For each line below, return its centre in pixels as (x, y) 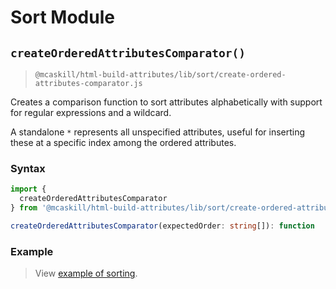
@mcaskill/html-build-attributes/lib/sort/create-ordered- (160, 75)
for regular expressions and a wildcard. (91, 112)
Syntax (28, 168)
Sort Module (62, 17)
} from (24, 208)
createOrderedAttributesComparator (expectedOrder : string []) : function (162, 226)
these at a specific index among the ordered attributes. (123, 142)
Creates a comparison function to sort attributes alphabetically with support (166, 102)
